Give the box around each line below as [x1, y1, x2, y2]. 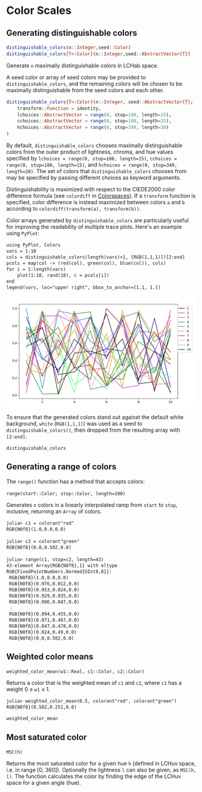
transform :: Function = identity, [17, 105, 102, 111]
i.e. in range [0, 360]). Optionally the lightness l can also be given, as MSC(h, [6, 767, 197, 774]
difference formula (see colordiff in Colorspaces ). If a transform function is [6, 192, 196, 199]
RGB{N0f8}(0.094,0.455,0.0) [8, 611, 80, 617]
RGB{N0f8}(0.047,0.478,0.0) [8, 623, 80, 629]
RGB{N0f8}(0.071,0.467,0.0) [8, 617, 80, 623]
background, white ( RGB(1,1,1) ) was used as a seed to [6, 420, 143, 427]
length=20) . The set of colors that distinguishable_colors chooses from [6, 168, 187, 174]
